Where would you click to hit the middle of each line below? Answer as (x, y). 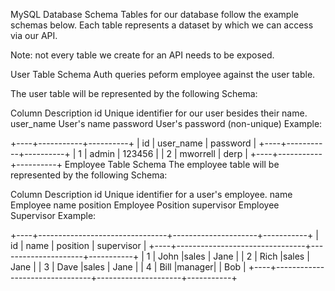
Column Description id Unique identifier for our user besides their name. (159, 113)
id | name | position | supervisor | (78, 245)
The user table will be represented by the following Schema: (134, 93)
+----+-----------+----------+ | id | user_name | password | (133, 143)
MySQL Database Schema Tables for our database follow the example (154, 14)
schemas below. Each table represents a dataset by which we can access (162, 25)
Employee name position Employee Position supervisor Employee (145, 205)
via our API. (34, 35)
